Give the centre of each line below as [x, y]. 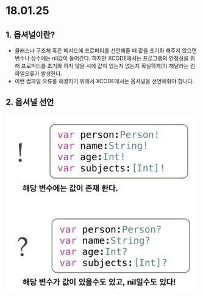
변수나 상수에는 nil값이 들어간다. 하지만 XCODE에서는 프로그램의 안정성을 [101, 58]
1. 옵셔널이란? [30, 35]
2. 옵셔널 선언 [30, 102]
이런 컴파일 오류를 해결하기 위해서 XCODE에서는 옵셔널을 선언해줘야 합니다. [104, 81]
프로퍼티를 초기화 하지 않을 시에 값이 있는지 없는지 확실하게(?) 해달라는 [105, 66]
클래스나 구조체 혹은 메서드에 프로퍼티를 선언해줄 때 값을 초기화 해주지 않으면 [106, 50]
